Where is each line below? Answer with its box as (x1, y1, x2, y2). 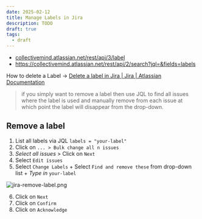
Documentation (6, 78, 45, 86)
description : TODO (6, 20, 53, 26)
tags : (6, 32, 20, 38)
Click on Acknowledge (15, 206, 68, 213)
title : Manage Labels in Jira (6, 15, 83, 21)
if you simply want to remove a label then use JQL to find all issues (21, 91, 189, 97)
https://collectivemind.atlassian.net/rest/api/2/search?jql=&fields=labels (15, 60, 196, 68)
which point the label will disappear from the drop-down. (21, 103, 164, 110)
